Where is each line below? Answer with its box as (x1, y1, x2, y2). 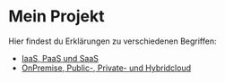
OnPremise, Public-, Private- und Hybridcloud (21, 62, 192, 73)
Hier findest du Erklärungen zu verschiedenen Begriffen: (8, 36, 217, 46)
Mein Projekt (8, 6, 105, 27)
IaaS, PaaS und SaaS (21, 53, 100, 63)
